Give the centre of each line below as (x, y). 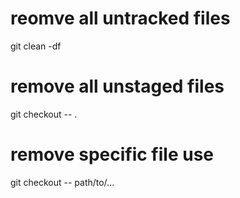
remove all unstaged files (117, 86)
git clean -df (36, 46)
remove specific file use (112, 154)
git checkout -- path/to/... (62, 182)
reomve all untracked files (120, 18)
